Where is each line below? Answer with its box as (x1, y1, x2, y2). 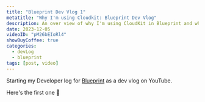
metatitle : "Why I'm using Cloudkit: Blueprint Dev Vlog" (6, 15, 157, 21)
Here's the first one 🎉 (6, 89, 60, 96)
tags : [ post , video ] (6, 60, 59, 66)
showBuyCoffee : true (6, 37, 59, 43)
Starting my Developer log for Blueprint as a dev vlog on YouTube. (6, 77, 173, 84)
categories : (6, 43, 37, 49)
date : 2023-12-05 (6, 26, 51, 32)
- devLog (12, 49, 34, 55)
